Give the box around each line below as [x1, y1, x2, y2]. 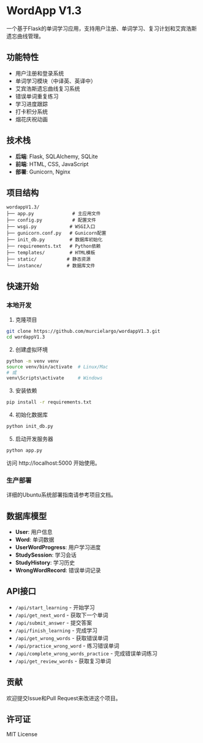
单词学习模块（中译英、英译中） [15, 77, 96, 85]
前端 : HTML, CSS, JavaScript [15, 160, 89, 167]
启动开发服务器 [15, 435, 53, 443]
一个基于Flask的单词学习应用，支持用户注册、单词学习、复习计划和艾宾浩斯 [6, 25, 197, 32]
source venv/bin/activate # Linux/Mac [6, 364, 109, 370]
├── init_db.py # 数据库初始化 [6, 237, 103, 243]
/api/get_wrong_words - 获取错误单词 [15, 634, 109, 641]
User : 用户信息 [15, 528, 53, 536]
